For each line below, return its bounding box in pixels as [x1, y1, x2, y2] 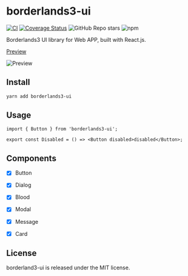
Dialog [15, 181, 32, 189]
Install [6, 77, 30, 87]
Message [15, 218, 38, 225]
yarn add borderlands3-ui [6, 93, 72, 99]
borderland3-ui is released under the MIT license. [6, 264, 130, 271]
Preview [6, 47, 27, 55]
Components [6, 153, 56, 163]
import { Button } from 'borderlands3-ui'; [6, 126, 118, 132]
